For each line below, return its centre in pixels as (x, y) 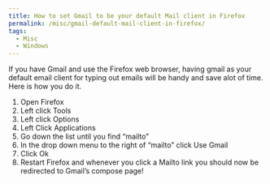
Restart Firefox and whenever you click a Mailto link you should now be (139, 162)
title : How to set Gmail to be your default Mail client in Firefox (127, 16)
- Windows (32, 46)
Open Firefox (42, 102)
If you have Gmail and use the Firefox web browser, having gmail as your (130, 69)
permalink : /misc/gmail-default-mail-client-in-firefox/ (107, 24)
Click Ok (34, 154)
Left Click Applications (58, 128)
